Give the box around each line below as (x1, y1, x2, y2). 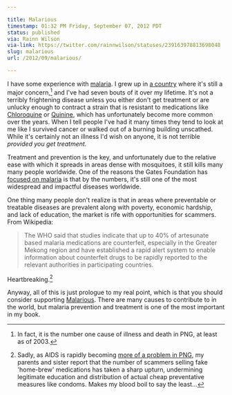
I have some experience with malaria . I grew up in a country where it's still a (7, 79, 223, 88)
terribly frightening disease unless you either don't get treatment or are (7, 95, 209, 104)
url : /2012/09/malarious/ (7, 55, 81, 62)
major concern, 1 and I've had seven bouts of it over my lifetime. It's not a (7, 87, 214, 97)
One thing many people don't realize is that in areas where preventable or (7, 195, 216, 204)
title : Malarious (7, 16, 57, 23)
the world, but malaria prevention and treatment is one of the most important (7, 303, 225, 311)
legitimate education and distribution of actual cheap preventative (17, 373, 205, 381)
